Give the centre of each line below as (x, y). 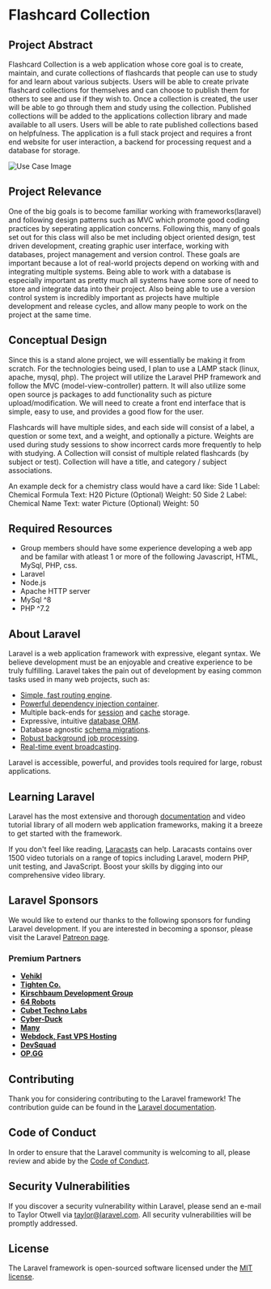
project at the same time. (50, 315)
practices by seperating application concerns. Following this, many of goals (134, 228)
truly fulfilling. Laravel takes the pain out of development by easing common (135, 671)
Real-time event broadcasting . (70, 747)
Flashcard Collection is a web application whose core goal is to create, (126, 64)
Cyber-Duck (41, 1019)
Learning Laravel (52, 797)
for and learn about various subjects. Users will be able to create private (129, 82)
